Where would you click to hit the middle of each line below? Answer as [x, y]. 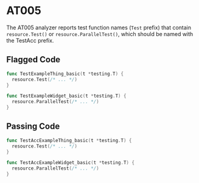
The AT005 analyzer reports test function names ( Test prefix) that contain [99, 27]
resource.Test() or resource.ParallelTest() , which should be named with [100, 34]
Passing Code [33, 127]
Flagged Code [33, 59]
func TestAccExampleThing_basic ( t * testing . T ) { [69, 140]
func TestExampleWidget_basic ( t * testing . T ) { [66, 96]
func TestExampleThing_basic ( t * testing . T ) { [65, 74]
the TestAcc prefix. [30, 40]
